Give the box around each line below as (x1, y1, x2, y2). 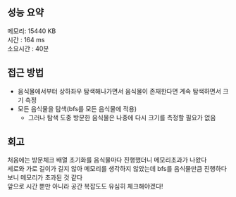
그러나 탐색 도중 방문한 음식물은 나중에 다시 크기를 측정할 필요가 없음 (27, 113, 216, 122)
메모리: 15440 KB (7, 27, 56, 35)
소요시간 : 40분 (7, 44, 49, 53)
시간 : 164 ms (7, 35, 45, 44)
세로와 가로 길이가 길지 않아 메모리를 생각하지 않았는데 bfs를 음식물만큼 (7, 165, 203, 173)
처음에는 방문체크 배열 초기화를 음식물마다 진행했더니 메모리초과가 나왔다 (7, 155, 207, 164)
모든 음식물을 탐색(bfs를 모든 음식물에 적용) (17, 104, 137, 113)
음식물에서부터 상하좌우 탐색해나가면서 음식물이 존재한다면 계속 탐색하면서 (17, 87, 222, 95)
